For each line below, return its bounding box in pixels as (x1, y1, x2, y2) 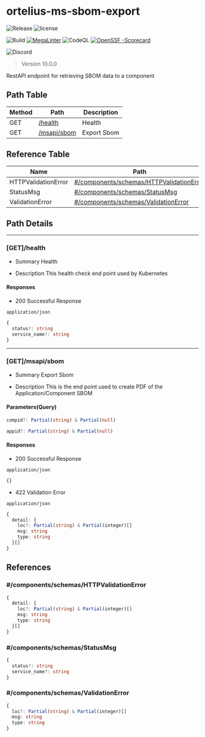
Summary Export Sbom (15, 371, 74, 378)
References (6, 562, 51, 573)
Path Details (6, 218, 54, 229)
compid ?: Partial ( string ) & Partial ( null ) (6, 417, 116, 423)
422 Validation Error (15, 488, 66, 496)
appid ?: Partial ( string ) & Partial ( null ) (6, 428, 113, 434)
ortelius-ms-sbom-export (6, 4, 140, 18)
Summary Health (15, 257, 58, 265)
